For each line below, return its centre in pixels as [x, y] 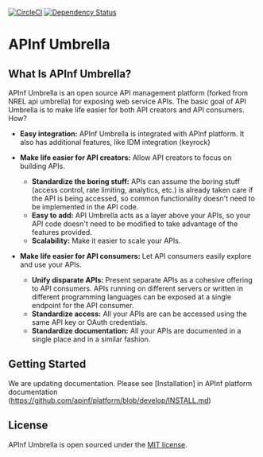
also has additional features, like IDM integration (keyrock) [115, 142]
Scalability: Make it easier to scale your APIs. [106, 240]
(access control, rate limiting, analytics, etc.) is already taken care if [142, 190]
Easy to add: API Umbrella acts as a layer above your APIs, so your [141, 215]
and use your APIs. [50, 264]
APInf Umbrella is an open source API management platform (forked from [128, 93]
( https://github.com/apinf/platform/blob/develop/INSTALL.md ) [110, 400]
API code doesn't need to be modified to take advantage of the [135, 224]
